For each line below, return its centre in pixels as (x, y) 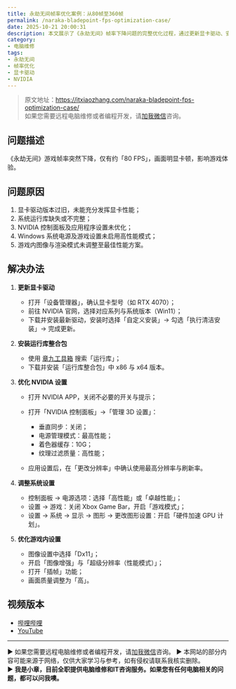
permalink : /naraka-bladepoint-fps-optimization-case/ (89, 20)
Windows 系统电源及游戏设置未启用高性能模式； (87, 236)
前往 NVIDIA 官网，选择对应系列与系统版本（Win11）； (105, 311)
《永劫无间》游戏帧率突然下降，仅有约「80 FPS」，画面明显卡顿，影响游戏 (115, 159)
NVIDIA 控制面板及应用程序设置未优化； (75, 227)
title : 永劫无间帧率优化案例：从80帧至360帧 (66, 14)
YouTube (30, 630)
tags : (15, 53)
